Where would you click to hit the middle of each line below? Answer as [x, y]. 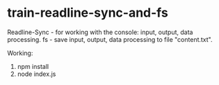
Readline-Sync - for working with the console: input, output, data [100, 32]
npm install [33, 66]
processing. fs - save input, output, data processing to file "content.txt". [110, 39]
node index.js [36, 74]
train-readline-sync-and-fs [88, 13]
